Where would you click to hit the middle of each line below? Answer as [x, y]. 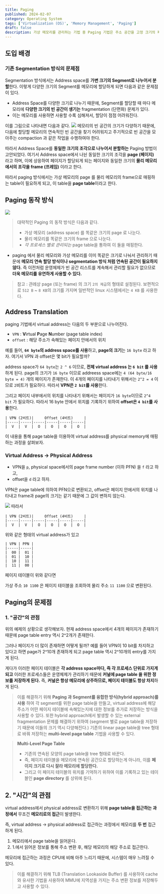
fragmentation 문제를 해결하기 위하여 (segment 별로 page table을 [81, 721]
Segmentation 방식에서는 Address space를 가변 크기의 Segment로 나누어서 [78, 80]
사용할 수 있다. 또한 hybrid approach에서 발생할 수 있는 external [79, 716]
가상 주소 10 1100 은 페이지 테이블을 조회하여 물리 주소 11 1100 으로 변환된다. [79, 585]
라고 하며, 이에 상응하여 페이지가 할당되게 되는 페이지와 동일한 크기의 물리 [75, 160]
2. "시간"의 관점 [28, 795]
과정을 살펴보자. [29, 443]
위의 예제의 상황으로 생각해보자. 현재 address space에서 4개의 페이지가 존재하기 [82, 629]
